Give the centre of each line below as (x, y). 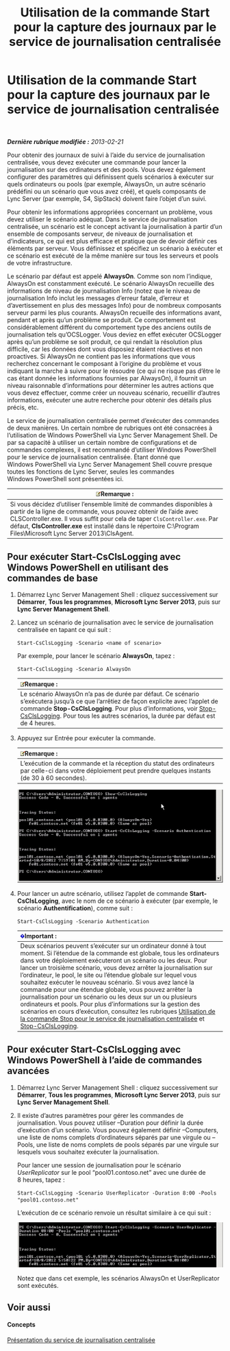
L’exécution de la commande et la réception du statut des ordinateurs (117, 763)
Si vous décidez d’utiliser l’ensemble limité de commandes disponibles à (111, 504)
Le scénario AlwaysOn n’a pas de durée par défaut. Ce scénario (110, 694)
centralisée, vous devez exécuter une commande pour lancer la (97, 162)
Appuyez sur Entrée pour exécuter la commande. (86, 738)
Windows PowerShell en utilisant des (88, 567)
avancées (28, 1071)
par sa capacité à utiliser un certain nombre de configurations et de (102, 442)
